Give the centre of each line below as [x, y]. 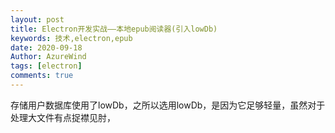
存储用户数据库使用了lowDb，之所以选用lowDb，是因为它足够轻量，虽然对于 [168, 105]
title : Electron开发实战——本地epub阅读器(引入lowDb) [114, 29]
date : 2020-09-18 [46, 47]
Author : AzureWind [48, 57]
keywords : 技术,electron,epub [71, 38]
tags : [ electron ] [46, 66]
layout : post [37, 19]
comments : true [42, 76]
